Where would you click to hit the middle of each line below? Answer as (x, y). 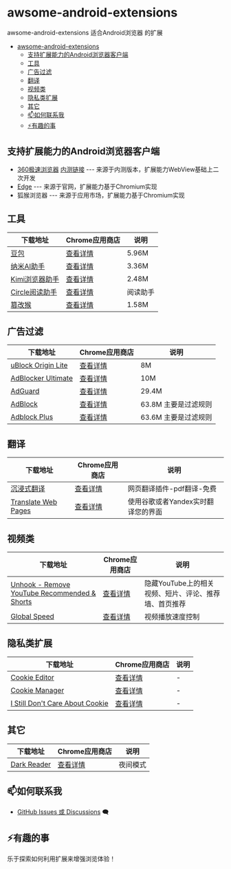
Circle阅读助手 (34, 292)
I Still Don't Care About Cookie (59, 703)
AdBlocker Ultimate (42, 378)
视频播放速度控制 (172, 617)
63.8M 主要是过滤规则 (176, 405)
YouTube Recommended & (53, 593)
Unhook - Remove (41, 584)
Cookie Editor (33, 677)
